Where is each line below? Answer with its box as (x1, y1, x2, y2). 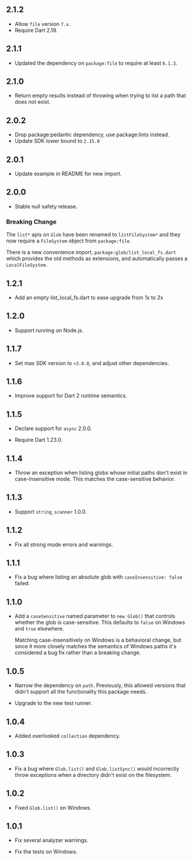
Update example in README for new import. (14, 170, 122, 178)
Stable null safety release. (14, 203, 78, 210)
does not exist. (14, 99, 51, 106)
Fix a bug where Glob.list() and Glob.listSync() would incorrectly (14, 765, 179, 772)
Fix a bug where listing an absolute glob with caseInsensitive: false (14, 573, 182, 580)
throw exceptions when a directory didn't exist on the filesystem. (14, 771, 172, 778)
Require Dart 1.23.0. (14, 436, 63, 444)
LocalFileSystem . (6, 261, 48, 268)
